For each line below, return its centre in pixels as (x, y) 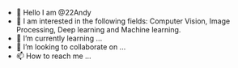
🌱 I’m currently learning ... (59, 38)
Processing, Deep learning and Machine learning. (98, 30)
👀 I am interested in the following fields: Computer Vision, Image (123, 21)
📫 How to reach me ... (53, 56)
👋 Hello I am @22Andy (53, 13)
